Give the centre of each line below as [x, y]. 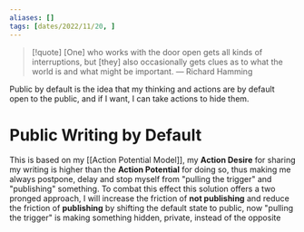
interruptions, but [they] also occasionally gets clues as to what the [157, 62]
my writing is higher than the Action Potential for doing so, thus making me [150, 169]
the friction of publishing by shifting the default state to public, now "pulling [151, 208]
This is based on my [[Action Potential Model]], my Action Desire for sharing [153, 160]
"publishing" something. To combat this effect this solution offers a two [142, 189]
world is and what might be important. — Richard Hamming [142, 71]
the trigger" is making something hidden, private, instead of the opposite [145, 217]
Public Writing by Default [106, 135]
